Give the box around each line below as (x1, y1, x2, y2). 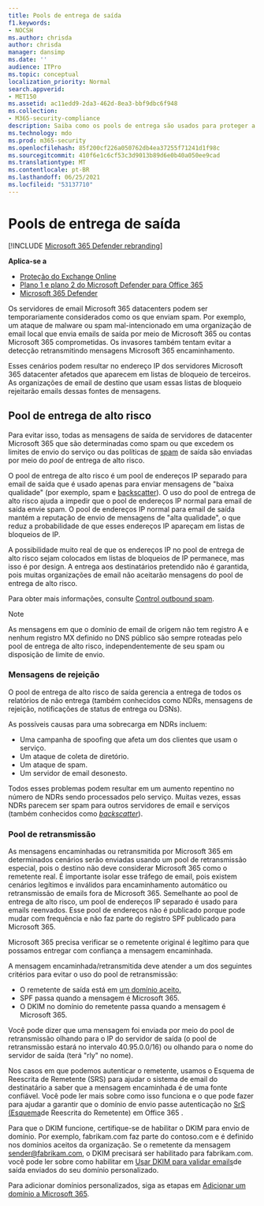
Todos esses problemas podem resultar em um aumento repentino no (8, 784, 235, 793)
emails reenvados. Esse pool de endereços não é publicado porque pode (8, 905, 246, 915)
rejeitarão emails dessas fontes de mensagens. (8, 386, 162, 395)
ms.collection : (8, 108, 58, 115)
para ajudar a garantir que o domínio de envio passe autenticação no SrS (8, 1100, 246, 1110)
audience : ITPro (8, 63, 61, 71)
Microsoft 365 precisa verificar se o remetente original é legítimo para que (8, 938, 250, 947)
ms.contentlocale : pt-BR (8, 166, 90, 174)
